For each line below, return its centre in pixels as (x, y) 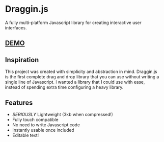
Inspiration (22, 60)
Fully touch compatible (35, 119)
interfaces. (16, 27)
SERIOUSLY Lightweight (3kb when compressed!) (63, 114)
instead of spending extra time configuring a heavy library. (64, 87)
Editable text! (26, 135)
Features (19, 103)
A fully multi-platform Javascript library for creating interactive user (73, 23)
